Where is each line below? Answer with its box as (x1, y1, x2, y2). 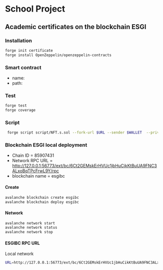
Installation (5, 37, 33, 44)
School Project (5, 3, 65, 15)
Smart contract (5, 64, 42, 71)
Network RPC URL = (12, 158, 53, 164)
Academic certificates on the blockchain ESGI (5, 23, 147, 31)
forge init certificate (5, 48, 53, 53)
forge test (5, 103, 27, 108)
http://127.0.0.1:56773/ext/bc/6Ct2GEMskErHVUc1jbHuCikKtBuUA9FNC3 (12, 163, 157, 169)
